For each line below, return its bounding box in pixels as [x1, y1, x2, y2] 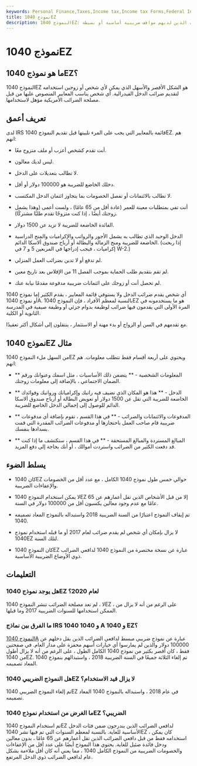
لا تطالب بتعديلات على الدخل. [14, 169, 79, 176]
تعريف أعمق [6, 113, 46, 124]
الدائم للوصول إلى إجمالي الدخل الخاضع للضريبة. [14, 401, 120, 408]
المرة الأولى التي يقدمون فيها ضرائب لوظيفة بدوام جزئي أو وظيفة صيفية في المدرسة [6, 304, 191, 311]
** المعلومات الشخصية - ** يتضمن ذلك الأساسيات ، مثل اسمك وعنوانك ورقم [14, 371, 182, 378]
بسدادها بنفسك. [14, 425, 49, 432]
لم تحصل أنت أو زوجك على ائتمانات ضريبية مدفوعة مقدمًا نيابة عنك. [14, 279, 161, 287]
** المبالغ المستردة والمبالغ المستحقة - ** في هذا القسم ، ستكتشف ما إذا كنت [14, 437, 185, 444]
